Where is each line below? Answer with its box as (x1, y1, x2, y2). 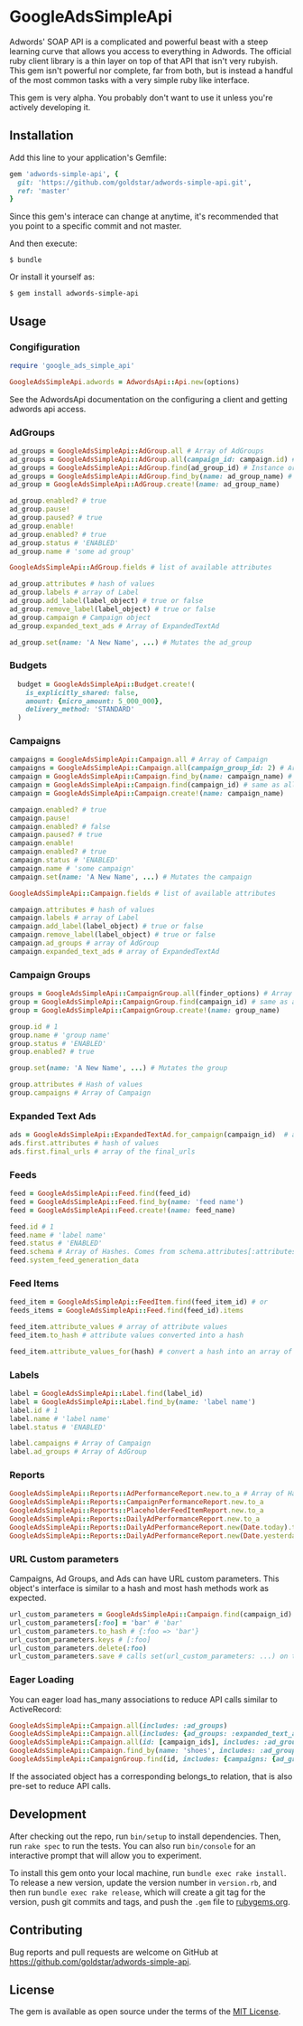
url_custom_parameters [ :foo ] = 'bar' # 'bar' (9, 1618, 183, 1627)
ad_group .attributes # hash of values (9, 580, 155, 589)
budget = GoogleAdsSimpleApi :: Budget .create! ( (17, 680, 196, 689)
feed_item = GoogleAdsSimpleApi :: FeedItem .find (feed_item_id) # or (9, 1297, 269, 1307)
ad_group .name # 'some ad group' (9, 547, 135, 556)
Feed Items (9, 1277, 60, 1290)
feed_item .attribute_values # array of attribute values (9, 1323, 228, 1332)
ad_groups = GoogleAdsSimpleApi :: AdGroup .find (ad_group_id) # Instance (9, 463, 284, 472)
